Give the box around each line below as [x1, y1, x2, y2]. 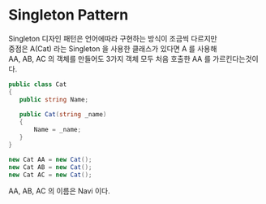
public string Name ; [19, 95, 89, 103]
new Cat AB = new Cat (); [8, 163, 92, 171]
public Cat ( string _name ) [19, 111, 107, 119]
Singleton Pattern [8, 6, 129, 24]
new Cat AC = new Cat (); [8, 171, 92, 179]
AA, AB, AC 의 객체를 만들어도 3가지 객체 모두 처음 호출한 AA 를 [8, 54, 211, 63]
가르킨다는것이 [212, 54, 259, 63]
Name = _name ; [33, 126, 82, 134]
